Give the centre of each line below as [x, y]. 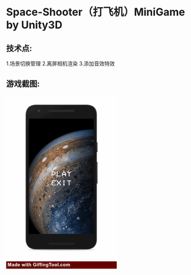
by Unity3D [34, 25]
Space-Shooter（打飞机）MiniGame [96, 12]
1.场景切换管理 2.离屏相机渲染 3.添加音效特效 [60, 63]
